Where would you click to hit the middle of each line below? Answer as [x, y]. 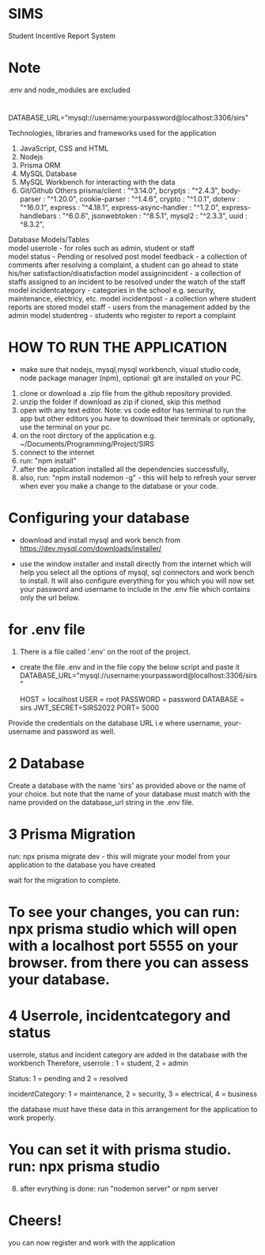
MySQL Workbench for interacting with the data [97, 182]
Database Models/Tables [49, 240]
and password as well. [79, 731]
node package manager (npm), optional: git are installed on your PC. [131, 378]
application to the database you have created [82, 865]
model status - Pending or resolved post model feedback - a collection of [128, 257]
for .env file [47, 629]
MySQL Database [48, 174]
